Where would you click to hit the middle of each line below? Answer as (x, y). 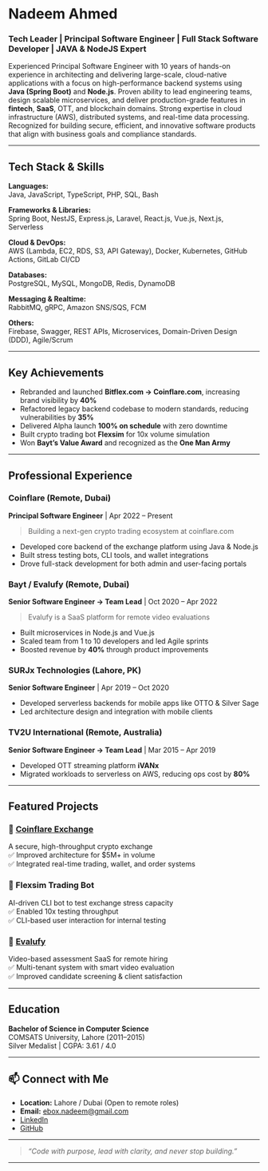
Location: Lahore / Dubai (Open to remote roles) (99, 1102)
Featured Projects (53, 807)
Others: (21, 323)
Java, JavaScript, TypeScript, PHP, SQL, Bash (84, 195)
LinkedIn (34, 1119)
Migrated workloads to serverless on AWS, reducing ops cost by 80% (135, 774)
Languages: (29, 186)
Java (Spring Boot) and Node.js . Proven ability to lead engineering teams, (130, 92)
